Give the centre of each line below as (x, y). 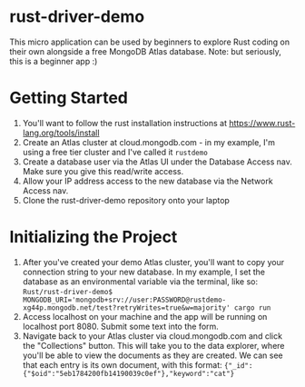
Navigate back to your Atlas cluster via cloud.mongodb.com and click (152, 336)
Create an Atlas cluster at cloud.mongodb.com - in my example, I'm (148, 142)
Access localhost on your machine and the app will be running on (145, 316)
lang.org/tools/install (61, 133)
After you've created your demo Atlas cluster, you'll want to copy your (153, 262)
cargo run (253, 308)
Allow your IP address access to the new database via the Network (148, 181)
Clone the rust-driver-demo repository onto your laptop (126, 200)
